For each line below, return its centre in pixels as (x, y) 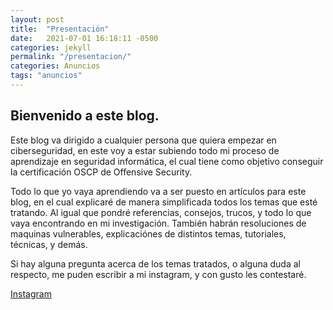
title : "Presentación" (60, 29)
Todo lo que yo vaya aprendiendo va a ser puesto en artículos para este (158, 191)
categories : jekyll (51, 47)
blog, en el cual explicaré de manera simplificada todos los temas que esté (164, 202)
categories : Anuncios (55, 66)
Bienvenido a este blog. (85, 116)
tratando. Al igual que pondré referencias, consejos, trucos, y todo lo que (161, 212)
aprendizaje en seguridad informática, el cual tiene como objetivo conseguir (167, 161)
